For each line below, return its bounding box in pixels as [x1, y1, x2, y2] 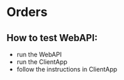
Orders [6, 4, 48, 20]
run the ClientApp [16, 58, 68, 66]
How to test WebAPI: [6, 32, 98, 44]
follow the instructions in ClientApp [16, 65, 118, 73]
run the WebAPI [16, 50, 62, 58]
